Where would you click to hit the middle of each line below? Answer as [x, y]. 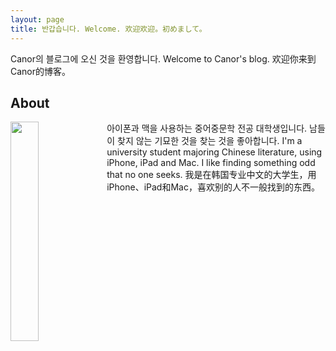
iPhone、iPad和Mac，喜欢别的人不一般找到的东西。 [213, 187]
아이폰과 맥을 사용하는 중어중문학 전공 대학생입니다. [207, 128]
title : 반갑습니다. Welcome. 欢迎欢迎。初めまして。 [108, 29]
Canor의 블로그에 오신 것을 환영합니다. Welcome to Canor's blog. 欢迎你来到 [163, 58]
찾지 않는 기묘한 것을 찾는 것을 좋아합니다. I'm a [210, 141]
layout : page [37, 19]
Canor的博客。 [41, 71]
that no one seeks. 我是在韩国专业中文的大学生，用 [211, 175]
